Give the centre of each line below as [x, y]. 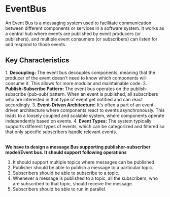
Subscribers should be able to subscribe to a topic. [66, 173]
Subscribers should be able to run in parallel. [59, 189]
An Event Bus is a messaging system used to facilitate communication [78, 23]
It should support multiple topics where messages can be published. [84, 162]
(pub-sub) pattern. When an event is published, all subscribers [93, 94]
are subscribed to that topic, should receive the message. [73, 183]
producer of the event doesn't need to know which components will [76, 78]
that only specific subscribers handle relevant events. [61, 132]
